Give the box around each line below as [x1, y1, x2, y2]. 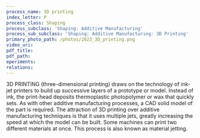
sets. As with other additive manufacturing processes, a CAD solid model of [6, 100, 193, 107]
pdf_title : [6, 48, 34, 54]
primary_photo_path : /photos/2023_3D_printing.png [6, 36, 135, 42]
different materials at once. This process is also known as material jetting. [6, 125, 188, 132]
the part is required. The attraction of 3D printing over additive [6, 106, 160, 114]
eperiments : [6, 59, 36, 65]
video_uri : [6, 42, 34, 48]
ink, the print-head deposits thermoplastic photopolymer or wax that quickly [6, 93, 195, 100]
